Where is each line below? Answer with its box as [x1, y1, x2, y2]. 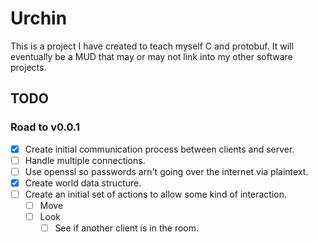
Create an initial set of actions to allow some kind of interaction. [24, 188, 287, 200]
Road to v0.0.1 [10, 120, 81, 134]
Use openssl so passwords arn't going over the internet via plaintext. [24, 165, 309, 177]
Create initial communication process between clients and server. [24, 143, 295, 155]
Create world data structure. [24, 177, 142, 189]
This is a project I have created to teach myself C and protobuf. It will [10, 40, 294, 52]
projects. [10, 61, 47, 73]
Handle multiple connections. [24, 154, 146, 166]
